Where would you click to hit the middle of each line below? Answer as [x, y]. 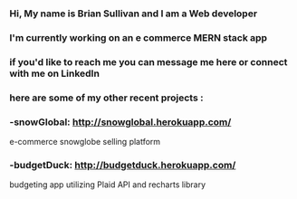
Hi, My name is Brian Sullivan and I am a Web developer [134, 14]
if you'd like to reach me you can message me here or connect [148, 62]
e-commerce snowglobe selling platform [85, 141]
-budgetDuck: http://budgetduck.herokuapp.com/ [123, 165]
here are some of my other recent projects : [106, 98]
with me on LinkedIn [54, 73]
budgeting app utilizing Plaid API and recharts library [108, 185]
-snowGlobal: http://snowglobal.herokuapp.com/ [120, 122]
